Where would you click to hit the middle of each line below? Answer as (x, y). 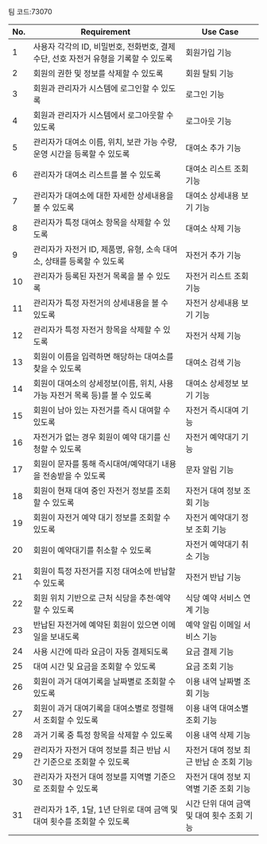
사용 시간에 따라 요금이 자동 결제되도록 (101, 652)
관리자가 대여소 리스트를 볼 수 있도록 (97, 175)
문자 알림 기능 (210, 470)
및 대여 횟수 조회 (215, 815)
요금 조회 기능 (210, 666)
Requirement (106, 32)
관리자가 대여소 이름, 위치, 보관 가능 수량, (105, 142)
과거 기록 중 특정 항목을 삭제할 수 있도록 (103, 735)
